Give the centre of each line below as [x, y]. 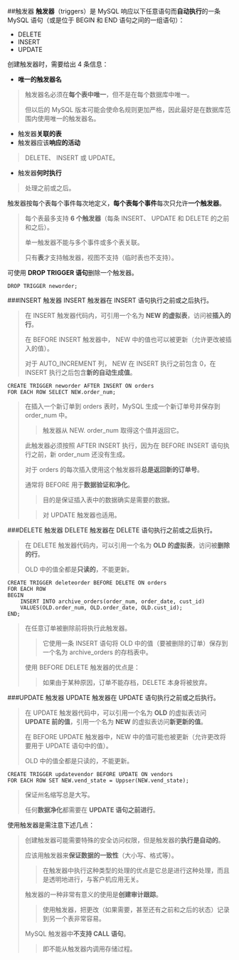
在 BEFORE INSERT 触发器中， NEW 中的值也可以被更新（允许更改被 [125, 339]
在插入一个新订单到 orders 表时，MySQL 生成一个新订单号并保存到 [122, 406]
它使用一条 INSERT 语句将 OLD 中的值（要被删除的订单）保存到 [135, 643]
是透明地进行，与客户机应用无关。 [92, 879]
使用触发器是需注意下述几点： [51, 825]
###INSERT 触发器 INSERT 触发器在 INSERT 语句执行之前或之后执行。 [110, 300]
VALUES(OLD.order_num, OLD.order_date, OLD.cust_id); [101, 608]
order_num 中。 [48, 415]
